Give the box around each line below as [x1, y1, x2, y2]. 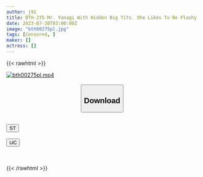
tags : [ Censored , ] [6, 32, 56, 38]
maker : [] [6, 37, 32, 43]
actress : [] [6, 43, 36, 49]
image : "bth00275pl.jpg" [6, 26, 69, 32]
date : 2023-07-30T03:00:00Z [6, 20, 78, 26]
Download [84, 95, 120, 105]
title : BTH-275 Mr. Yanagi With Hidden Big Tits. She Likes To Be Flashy [6, 15, 198, 21]
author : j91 [6, 9, 36, 15]
